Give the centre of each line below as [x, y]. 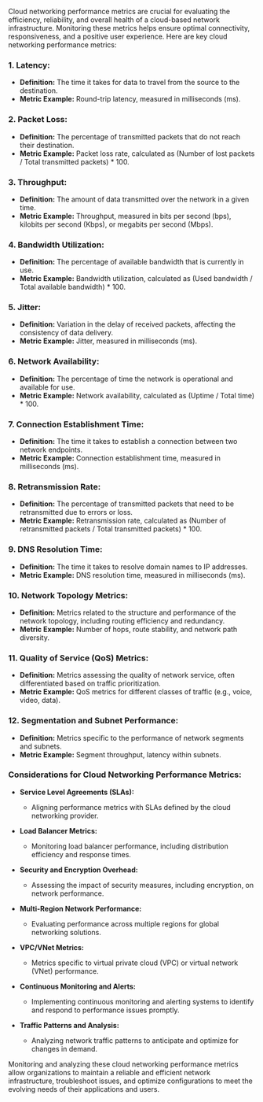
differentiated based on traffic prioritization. [90, 683]
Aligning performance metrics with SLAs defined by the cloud [131, 807]
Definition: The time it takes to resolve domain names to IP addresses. [133, 567]
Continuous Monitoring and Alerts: [77, 986]
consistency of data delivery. [66, 333]
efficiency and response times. [81, 854]
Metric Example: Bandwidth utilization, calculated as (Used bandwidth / [136, 279]
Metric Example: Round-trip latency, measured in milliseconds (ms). [130, 99]
